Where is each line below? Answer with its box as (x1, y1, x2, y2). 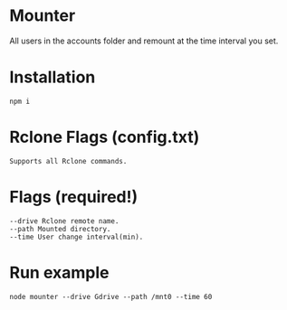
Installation (9, 67, 96, 88)
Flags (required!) (9, 187, 139, 207)
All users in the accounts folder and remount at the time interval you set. (9, 35, 279, 46)
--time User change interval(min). (9, 232, 144, 241)
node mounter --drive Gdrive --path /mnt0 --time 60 (9, 292, 213, 301)
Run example (9, 262, 110, 283)
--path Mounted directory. (9, 224, 111, 233)
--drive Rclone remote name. (9, 216, 120, 226)
